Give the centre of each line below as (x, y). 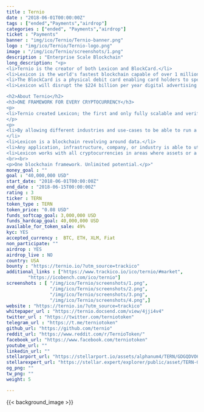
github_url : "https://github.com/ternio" (59, 329)
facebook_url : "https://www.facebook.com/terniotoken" (77, 340)
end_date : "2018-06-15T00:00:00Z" (51, 187)
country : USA (23, 260)
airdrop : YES (24, 249)
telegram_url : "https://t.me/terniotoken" (62, 323)
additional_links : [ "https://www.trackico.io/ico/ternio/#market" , (95, 272)
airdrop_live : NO (29, 255)
